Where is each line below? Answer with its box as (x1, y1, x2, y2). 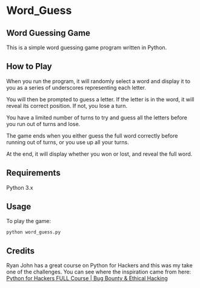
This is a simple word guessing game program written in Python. (6, 44, 167, 51)
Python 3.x (6, 184, 33, 191)
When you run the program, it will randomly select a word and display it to (6, 77, 191, 85)
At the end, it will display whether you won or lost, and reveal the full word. (6, 150, 193, 158)
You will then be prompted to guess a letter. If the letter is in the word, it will (6, 95, 195, 103)
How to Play (6, 61, 53, 72)
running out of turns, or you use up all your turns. (6, 138, 129, 146)
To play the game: (6, 218, 52, 225)
